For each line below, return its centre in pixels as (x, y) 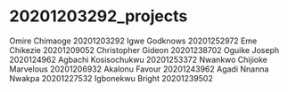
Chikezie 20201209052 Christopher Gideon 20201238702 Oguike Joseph (144, 50)
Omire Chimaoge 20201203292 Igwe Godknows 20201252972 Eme (133, 41)
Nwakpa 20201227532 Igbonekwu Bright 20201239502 (111, 78)
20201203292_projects (99, 16)
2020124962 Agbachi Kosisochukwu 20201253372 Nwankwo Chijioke (138, 59)
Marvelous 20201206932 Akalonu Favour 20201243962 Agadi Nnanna (139, 69)
